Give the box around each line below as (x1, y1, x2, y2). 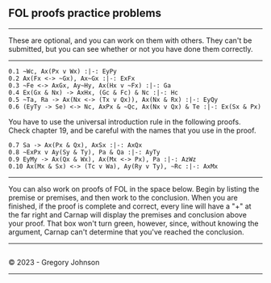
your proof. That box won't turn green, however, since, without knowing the (8, 218, 259, 228)
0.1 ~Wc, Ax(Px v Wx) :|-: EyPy (8, 67, 117, 75)
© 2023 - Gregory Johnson (8, 257, 100, 267)
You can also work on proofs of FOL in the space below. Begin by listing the (8, 184, 260, 193)
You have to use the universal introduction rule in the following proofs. (8, 116, 241, 126)
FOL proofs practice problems (8, 6, 161, 20)
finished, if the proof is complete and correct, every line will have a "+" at (8, 201, 252, 211)
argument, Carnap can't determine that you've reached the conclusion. (8, 226, 244, 237)
